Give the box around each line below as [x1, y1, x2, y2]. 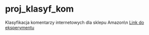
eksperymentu [5, 24, 34, 30]
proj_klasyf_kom [5, 3, 74, 15]
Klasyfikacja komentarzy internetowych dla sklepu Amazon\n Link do [5, 19, 145, 25]
